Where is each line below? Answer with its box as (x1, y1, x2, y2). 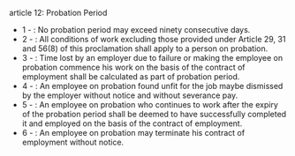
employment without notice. (21, 137, 125, 147)
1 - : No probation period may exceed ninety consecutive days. (21, 25, 251, 34)
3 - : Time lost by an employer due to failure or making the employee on (21, 53, 284, 63)
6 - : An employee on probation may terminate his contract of (21, 128, 246, 137)
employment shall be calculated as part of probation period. (21, 71, 240, 82)
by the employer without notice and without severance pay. (21, 90, 238, 100)
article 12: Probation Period (9, 8, 108, 18)
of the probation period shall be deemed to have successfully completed (21, 109, 287, 119)
